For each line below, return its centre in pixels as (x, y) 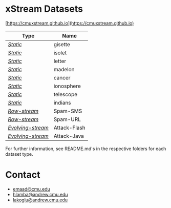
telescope (66, 94)
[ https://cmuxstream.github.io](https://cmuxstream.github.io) (70, 23)
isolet (60, 53)
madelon (64, 69)
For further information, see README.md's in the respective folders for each (86, 149)
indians (62, 102)
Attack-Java (69, 136)
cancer (62, 77)
